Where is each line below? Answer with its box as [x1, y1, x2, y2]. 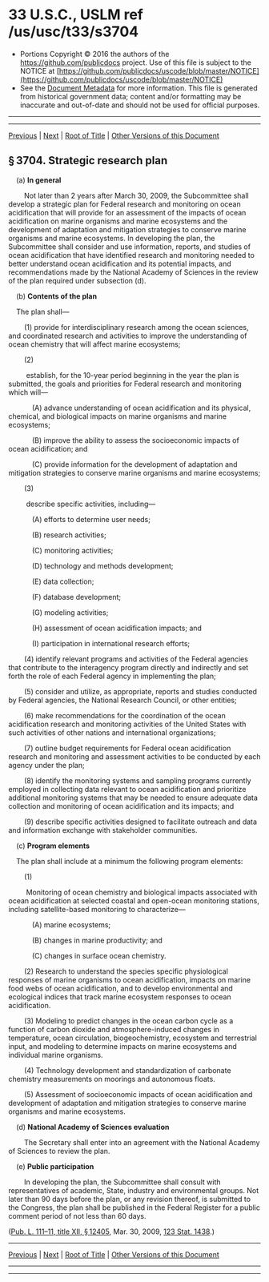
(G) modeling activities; [31, 607, 109, 617]
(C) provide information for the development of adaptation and [31, 459, 238, 469]
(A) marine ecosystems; [31, 919, 111, 930]
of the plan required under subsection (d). [8, 275, 147, 285]
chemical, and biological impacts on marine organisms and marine [8, 411, 227, 421]
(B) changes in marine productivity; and [31, 935, 163, 945]
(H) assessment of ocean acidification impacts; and [31, 623, 203, 633]
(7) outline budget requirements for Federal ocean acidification [23, 743, 231, 753]
